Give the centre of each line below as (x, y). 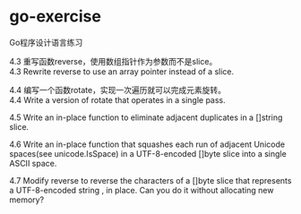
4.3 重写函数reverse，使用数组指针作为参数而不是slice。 (113, 61)
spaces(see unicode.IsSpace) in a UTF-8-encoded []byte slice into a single (148, 153)
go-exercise (55, 17)
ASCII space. (33, 163)
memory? (27, 200)
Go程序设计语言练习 (46, 42)
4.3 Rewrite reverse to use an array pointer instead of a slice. (122, 71)
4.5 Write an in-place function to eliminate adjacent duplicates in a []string (146, 117)
